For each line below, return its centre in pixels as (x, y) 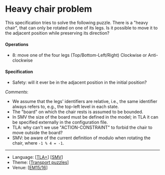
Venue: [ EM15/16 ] (30, 168)
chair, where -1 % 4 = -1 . (38, 143)
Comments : (17, 92)
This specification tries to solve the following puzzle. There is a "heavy (77, 23)
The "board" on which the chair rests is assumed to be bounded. (78, 112)
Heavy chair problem (49, 9)
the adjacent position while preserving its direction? (57, 33)
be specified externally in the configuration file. (60, 122)
